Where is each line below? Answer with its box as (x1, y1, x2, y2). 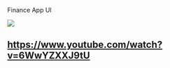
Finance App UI (7, 6, 52, 14)
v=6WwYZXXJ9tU (7, 50, 90, 62)
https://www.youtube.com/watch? (7, 39, 163, 51)
